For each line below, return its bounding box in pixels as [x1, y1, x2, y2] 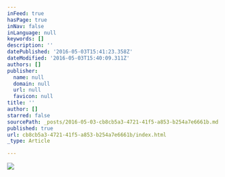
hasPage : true [7, 16, 48, 23]
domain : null [13, 80, 51, 87]
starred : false [7, 112, 51, 119]
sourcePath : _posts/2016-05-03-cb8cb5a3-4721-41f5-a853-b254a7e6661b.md [7, 118, 219, 126]
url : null [13, 86, 41, 93]
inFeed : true [7, 10, 44, 17]
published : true [7, 125, 53, 132]
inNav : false [7, 23, 44, 29]
